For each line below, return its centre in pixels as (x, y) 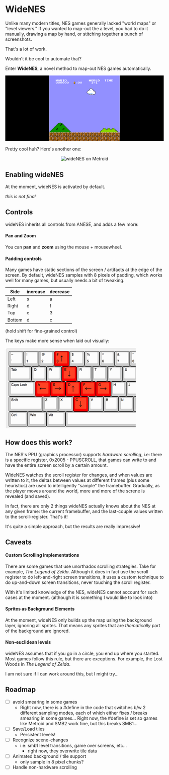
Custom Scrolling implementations (42, 555)
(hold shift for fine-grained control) (41, 331)
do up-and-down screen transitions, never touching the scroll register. (78, 582)
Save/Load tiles (28, 729)
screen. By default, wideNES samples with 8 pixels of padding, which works (84, 275)
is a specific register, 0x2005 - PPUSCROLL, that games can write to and (81, 460)
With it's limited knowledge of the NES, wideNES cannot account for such (81, 592)
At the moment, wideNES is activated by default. (55, 187)
